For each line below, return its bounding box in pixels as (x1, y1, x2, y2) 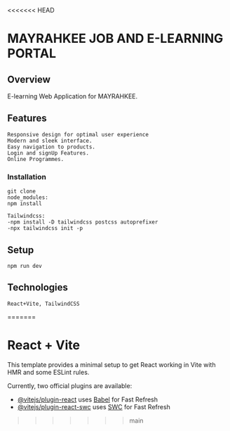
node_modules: (7, 194, 49, 201)
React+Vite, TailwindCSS (7, 300, 80, 307)
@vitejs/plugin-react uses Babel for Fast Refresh (17, 395, 158, 404)
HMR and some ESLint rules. (7, 368, 90, 376)
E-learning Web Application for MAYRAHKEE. (7, 92, 138, 101)
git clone (7, 188, 36, 195)
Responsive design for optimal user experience (7, 131, 149, 138)
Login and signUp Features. (7, 149, 90, 157)
